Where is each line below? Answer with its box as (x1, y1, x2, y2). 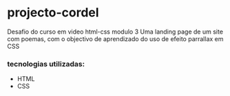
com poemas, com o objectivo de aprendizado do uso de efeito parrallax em (7, 34, 224, 43)
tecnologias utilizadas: (7, 59, 85, 69)
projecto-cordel (7, 5, 99, 21)
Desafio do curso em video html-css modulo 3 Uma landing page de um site (7, 27, 224, 36)
